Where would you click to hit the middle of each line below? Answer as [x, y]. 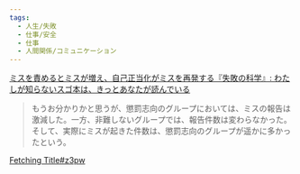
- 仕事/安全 [37, 34]
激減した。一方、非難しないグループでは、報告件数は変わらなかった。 [161, 120]
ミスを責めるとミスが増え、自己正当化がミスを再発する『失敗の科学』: [141, 78]
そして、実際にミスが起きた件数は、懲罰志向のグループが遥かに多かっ [161, 131]
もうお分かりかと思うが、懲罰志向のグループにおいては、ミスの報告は [161, 108]
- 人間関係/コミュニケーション [67, 51]
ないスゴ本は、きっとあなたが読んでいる [115, 89]
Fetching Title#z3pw [47, 160]
